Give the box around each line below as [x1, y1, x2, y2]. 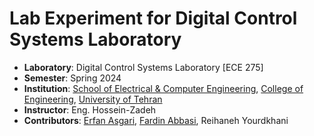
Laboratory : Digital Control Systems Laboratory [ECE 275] [23, 61, 264, 73]
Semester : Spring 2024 [23, 72, 122, 84]
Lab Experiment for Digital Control [9, 7, 298, 30]
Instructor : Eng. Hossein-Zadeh [23, 103, 157, 116]
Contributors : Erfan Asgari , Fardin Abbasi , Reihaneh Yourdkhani [23, 114, 289, 126]
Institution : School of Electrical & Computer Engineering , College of [23, 82, 304, 94]
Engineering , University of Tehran [23, 93, 163, 105]
